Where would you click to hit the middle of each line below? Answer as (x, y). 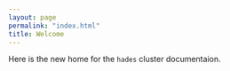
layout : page (32, 17)
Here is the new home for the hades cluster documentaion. (115, 59)
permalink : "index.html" (54, 26)
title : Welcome (36, 34)
